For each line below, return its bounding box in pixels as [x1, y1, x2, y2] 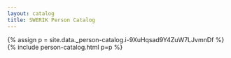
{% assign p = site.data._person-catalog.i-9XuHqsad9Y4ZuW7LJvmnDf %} [7, 35, 225, 43]
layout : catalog [7, 10, 55, 17]
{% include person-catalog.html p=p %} [7, 43, 123, 51]
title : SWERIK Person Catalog [7, 17, 96, 23]
